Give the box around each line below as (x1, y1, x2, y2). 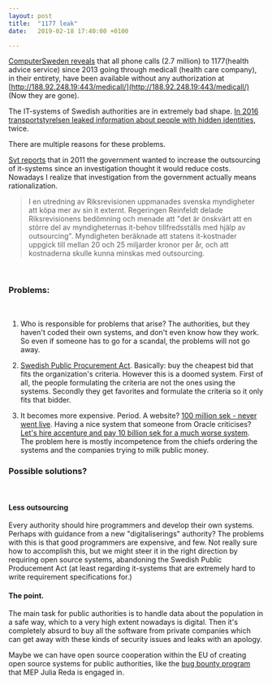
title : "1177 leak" (8, 19, 79, 28)
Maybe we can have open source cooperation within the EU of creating (8, 650, 247, 660)
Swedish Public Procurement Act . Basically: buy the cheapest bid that (19, 360, 254, 370)
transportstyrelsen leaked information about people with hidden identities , (8, 115, 256, 125)
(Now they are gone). (8, 91, 80, 101)
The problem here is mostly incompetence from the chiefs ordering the (19, 436, 258, 446)
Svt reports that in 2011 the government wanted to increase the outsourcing (8, 155, 261, 165)
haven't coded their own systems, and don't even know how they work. (19, 327, 260, 337)
